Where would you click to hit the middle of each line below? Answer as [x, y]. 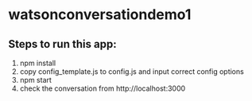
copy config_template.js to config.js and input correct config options [132, 72]
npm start [35, 80]
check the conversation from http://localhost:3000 [103, 88]
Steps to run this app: [62, 44]
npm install [38, 63]
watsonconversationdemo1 [100, 15]
